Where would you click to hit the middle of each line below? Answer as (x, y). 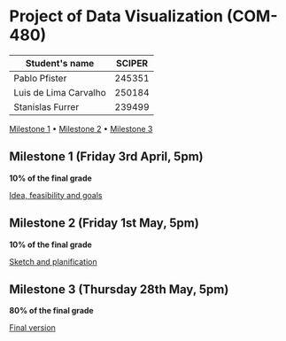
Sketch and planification (53, 261)
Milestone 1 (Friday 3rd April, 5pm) (106, 157)
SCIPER (132, 63)
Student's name (60, 63)
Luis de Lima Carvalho (60, 92)
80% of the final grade (52, 311)
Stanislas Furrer (46, 106)
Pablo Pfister (40, 78)
